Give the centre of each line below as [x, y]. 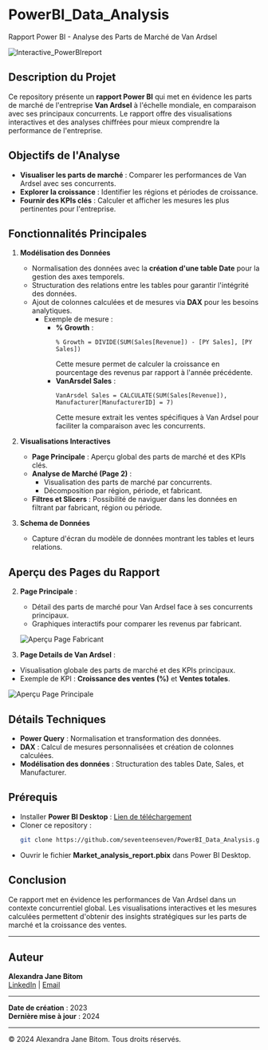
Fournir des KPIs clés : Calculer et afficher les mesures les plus [124, 200]
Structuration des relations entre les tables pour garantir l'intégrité [140, 286]
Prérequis [33, 797]
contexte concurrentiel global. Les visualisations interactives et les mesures [132, 908]
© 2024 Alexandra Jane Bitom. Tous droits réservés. [95, 1040]
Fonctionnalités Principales [78, 233]
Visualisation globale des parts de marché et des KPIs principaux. [128, 670]
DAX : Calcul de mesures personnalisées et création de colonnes [126, 747]
